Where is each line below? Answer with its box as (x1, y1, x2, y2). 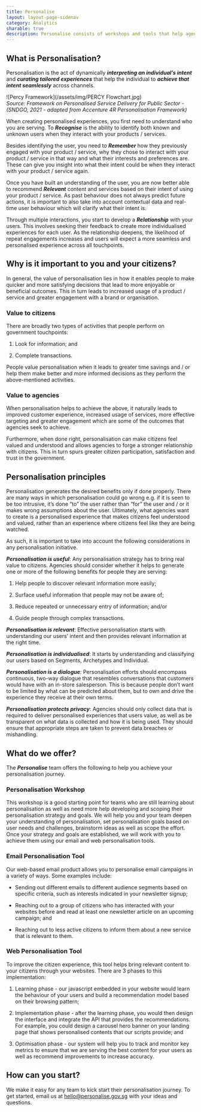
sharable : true (6, 25, 44, 32)
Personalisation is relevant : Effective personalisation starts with (6, 626, 166, 633)
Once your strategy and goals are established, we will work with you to (6, 831, 181, 838)
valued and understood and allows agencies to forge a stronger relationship (6, 442, 193, 449)
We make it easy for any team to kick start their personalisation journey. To (6, 1086, 190, 1093)
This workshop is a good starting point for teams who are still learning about (6, 799, 194, 806)
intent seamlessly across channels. (6, 81, 95, 89)
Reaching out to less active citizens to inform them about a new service (14, 926, 191, 933)
